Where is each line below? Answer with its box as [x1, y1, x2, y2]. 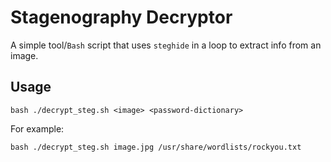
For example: [10, 122, 65, 135]
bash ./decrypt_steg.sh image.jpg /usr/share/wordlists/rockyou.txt [10, 142, 302, 152]
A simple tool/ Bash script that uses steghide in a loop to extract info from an [10, 39, 322, 51]
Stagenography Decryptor [10, 6, 233, 29]
